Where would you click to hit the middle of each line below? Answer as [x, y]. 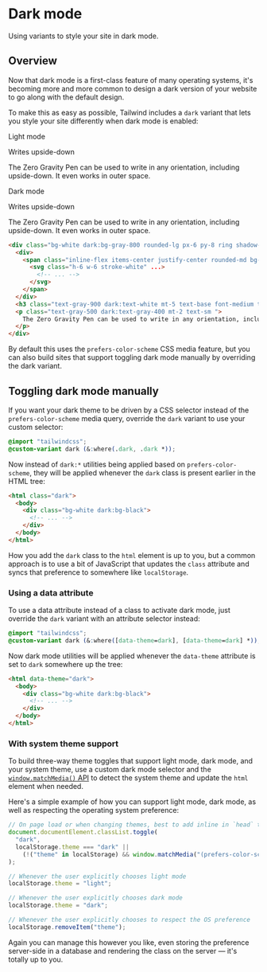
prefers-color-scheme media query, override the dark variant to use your [127, 418]
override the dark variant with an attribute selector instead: [104, 619]
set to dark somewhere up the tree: [66, 664]
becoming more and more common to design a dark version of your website [133, 88]
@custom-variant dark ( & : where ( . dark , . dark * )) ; [92, 449]
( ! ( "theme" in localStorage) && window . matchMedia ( [110, 854]
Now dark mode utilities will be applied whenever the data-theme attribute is [132, 656]
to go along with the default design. [66, 97]
